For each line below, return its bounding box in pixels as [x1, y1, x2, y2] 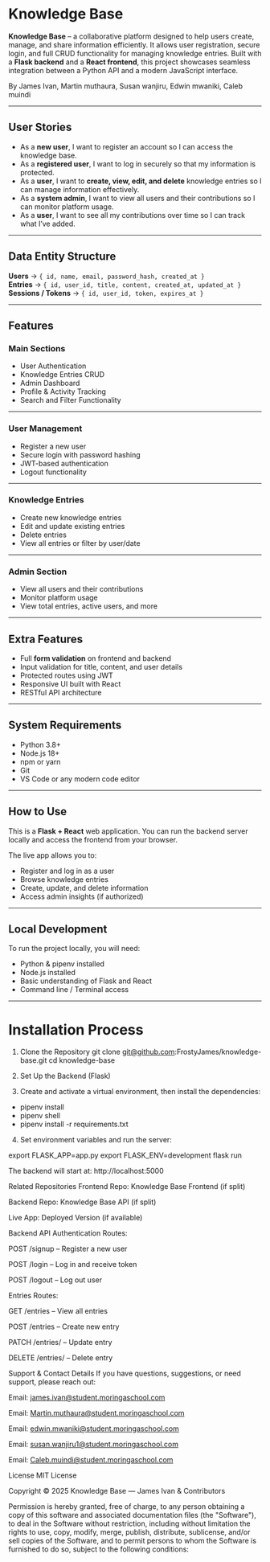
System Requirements [8, 719, 122, 732]
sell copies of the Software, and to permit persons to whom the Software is [8, 1536, 257, 1546]
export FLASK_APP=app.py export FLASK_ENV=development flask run [8, 1150, 243, 1160]
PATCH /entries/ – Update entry [8, 1338, 112, 1347]
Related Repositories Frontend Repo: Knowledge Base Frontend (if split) [8, 1182, 246, 1191]
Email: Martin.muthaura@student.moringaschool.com [8, 1408, 185, 1418]
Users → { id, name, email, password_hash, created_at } [8, 271, 205, 281]
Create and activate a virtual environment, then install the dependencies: [19, 1087, 261, 1097]
